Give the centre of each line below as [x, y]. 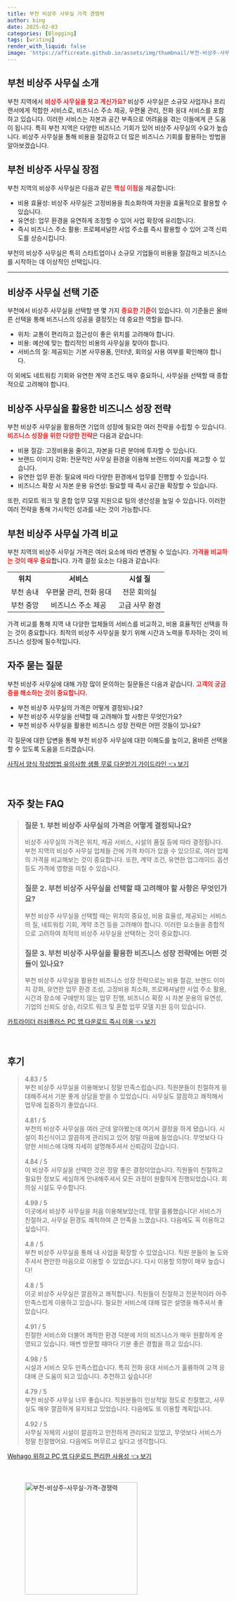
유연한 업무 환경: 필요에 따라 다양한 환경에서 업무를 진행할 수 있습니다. [113, 477]
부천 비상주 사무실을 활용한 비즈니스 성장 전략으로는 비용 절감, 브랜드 [118, 980]
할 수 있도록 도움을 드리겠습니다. [52, 749]
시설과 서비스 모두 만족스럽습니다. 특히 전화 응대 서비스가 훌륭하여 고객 [121, 1367]
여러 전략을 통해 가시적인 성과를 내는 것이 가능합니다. [79, 509]
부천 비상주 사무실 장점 [53, 170]
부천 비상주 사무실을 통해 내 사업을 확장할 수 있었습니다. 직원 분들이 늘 [120, 1252]
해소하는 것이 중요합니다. [54, 692]
